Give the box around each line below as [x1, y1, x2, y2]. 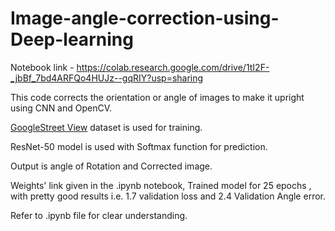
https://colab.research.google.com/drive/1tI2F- [76, 61, 270, 73]
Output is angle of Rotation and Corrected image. [10, 160, 213, 172]
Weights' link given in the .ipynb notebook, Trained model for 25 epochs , [10, 179, 312, 191]
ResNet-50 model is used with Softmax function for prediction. [10, 140, 268, 152]
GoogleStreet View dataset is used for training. [10, 121, 203, 133]
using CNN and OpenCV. [10, 102, 113, 114]
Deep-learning [10, 28, 134, 51]
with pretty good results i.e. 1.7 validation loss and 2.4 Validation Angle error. [10, 190, 326, 202]
